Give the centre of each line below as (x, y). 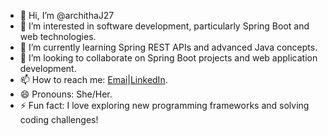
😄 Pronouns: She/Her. (66, 94)
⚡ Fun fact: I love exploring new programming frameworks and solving (164, 105)
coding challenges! (59, 119)
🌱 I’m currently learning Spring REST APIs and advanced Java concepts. (168, 47)
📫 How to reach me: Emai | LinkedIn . (93, 79)
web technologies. (58, 36)
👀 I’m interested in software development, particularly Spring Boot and (164, 26)
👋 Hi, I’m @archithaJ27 (67, 15)
